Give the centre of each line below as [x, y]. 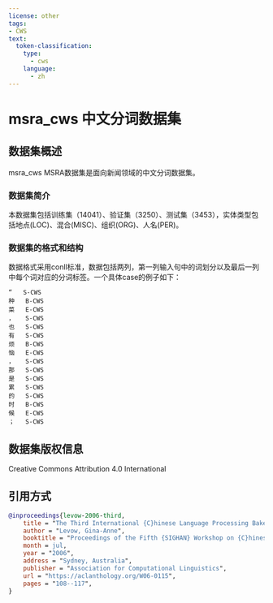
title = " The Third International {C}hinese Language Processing [136, 523]
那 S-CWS [26, 370]
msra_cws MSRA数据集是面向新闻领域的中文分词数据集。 [104, 172]
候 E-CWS [26, 413]
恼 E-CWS [26, 353]
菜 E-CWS [26, 310]
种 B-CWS [26, 301]
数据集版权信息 [46, 448]
